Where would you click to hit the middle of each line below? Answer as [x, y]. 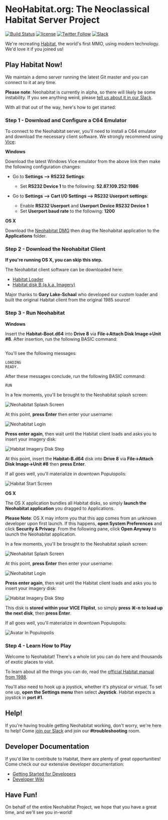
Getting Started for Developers [44, 774]
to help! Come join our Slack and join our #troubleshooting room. [73, 730]
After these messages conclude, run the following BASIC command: [75, 376]
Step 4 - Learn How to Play [38, 645]
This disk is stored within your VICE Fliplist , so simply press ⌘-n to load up [84, 608]
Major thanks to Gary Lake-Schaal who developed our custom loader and [81, 294]
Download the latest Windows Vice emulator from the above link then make [83, 162]
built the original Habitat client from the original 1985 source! [68, 300]
